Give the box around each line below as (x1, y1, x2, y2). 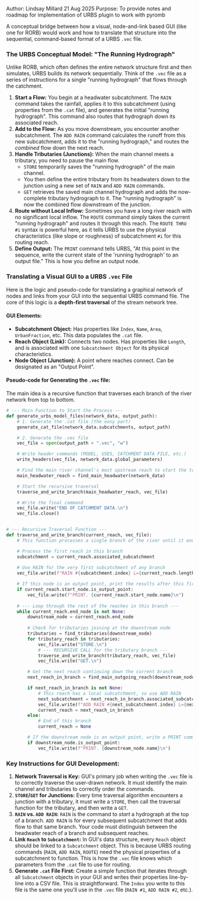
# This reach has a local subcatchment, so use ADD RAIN (37, 690, 182, 696)
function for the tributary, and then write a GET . (14, 804, 129, 811)
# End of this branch (37, 718, 92, 724)
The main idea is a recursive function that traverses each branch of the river (6, 390, 192, 396)
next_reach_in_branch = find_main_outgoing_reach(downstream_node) (27, 674, 197, 680)
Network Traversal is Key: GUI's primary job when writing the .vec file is (14, 773, 193, 780)
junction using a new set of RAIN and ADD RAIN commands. (23, 182, 165, 189)
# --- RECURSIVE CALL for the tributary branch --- (37, 647, 168, 653)
